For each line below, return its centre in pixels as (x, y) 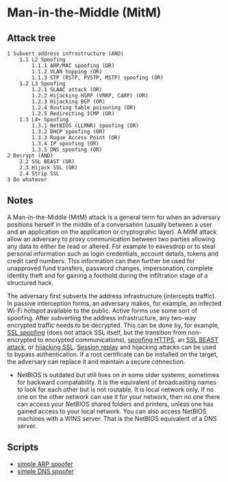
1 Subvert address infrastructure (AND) (66, 53)
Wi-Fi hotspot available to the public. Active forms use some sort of (102, 311)
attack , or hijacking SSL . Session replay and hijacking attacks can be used (112, 347)
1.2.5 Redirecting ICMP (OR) (73, 114)
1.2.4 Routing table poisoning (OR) (84, 108)
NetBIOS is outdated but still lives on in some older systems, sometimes (118, 374)
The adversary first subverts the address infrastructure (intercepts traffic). (112, 296)
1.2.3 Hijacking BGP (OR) (69, 101)
